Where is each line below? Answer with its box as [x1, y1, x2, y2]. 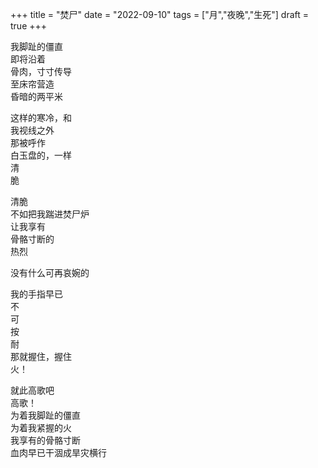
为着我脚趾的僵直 [10, 409, 81, 421]
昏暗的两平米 [10, 91, 63, 102]
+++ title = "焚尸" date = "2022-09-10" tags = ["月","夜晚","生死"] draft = [10, 9, 310, 20]
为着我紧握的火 [10, 422, 72, 433]
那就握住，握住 [10, 351, 72, 362]
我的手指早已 [10, 288, 63, 300]
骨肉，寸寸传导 [10, 66, 72, 77]
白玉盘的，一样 [10, 149, 72, 161]
